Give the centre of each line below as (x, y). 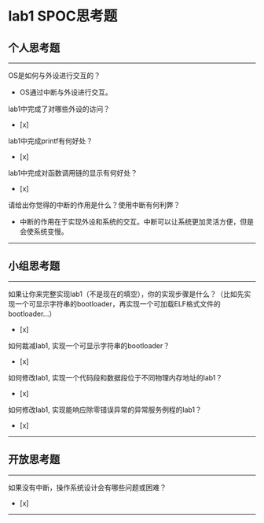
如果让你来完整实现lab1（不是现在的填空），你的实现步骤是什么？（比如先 (126, 294)
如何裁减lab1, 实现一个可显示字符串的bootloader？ (89, 345)
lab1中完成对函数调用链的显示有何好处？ (73, 173)
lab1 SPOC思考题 (63, 16)
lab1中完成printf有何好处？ (51, 141)
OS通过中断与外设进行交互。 (66, 92)
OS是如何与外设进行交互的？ (54, 75)
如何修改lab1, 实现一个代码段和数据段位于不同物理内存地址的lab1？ (115, 377)
